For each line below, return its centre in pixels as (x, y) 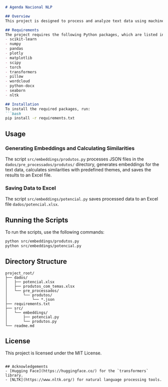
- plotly (14, 53)
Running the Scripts (37, 220)
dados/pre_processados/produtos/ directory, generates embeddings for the (82, 164)
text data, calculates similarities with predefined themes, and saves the (78, 169)
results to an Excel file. (28, 175)
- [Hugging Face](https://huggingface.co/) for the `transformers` (77, 371)
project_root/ (20, 273)
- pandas (14, 49)
